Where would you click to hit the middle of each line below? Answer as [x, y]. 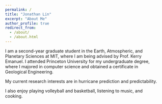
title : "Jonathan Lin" [28, 14]
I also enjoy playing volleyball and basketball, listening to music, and [74, 91]
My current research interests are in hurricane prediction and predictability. [81, 81]
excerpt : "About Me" [26, 19]
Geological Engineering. [29, 72]
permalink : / [18, 10]
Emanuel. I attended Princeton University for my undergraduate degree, [77, 61]
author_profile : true [27, 23]
